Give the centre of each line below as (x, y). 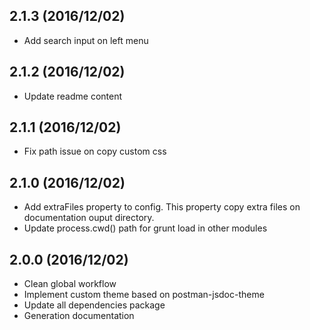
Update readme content (73, 96)
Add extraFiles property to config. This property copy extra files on (162, 207)
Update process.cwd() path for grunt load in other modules (145, 228)
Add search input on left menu (86, 40)
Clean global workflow (70, 284)
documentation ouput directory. (89, 218)
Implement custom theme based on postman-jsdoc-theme (144, 295)
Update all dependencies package (94, 305)
